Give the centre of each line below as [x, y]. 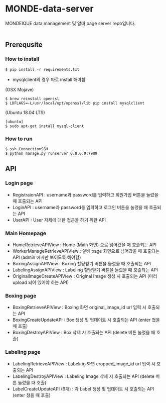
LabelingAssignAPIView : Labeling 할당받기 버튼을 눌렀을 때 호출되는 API [85, 270]
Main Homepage [26, 233]
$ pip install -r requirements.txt [42, 69]
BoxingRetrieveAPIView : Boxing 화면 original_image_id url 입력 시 [79, 308]
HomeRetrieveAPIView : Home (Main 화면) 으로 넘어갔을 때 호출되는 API [85, 245]
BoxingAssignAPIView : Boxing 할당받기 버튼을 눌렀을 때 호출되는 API [82, 263]
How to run [19, 139]
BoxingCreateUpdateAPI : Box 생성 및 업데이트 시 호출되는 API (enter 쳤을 [86, 320]
